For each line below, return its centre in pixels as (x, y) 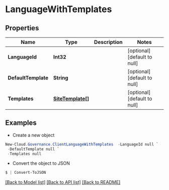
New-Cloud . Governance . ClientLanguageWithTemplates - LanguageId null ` (82, 144)
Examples (21, 123)
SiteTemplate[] (71, 99)
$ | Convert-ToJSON (26, 173)
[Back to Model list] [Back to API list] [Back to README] (63, 182)
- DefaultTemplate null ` (33, 149)
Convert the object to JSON (41, 163)
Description (108, 42)
